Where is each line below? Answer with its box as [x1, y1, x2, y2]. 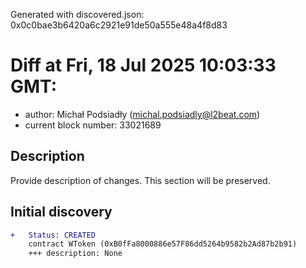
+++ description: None [28, 249, 123, 259]
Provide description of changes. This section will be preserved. [10, 174, 271, 186]
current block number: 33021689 [24, 119, 162, 131]
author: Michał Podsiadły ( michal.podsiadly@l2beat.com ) [24, 108, 261, 120]
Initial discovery [10, 204, 113, 221]
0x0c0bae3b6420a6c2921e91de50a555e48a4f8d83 [10, 19, 228, 31]
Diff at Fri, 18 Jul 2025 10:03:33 [10, 54, 277, 77]
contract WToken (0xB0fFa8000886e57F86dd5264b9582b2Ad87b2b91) [28, 239, 298, 249]
